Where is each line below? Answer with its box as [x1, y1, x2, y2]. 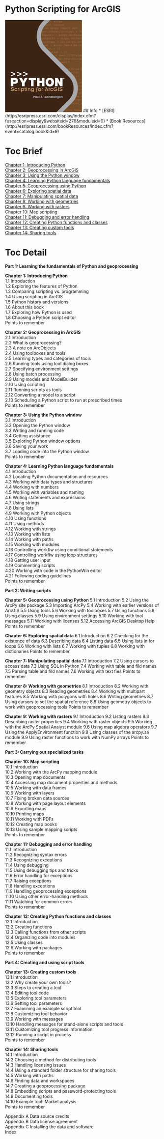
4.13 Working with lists [5, 531, 51, 537]
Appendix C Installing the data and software [5, 1124, 94, 1130]
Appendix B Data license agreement [5, 1118, 78, 1124]
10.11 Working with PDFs [5, 816, 54, 822]
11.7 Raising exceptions [5, 878, 52, 883]
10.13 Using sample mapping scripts [5, 826, 78, 832]
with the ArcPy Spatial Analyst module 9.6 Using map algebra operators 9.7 [5, 724, 158, 730]
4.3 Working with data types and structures [5, 479, 93, 484]
